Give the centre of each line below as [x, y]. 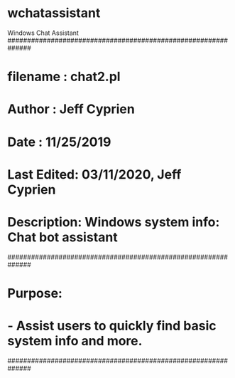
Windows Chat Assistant [43, 33]
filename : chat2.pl [64, 77]
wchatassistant [54, 13]
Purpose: [35, 293]
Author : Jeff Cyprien [71, 109]
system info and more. [75, 341]
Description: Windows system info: [114, 222]
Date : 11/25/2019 [59, 142]
